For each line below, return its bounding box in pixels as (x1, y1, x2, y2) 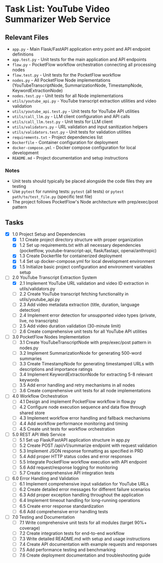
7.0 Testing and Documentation (12, 514, 75, 520)
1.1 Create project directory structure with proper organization (19, 237, 143, 242)
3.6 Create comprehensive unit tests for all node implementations (19, 388, 151, 394)
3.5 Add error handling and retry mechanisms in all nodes (19, 382, 135, 388)
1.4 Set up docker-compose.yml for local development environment (19, 259, 155, 264)
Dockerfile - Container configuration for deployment (12, 140, 119, 145)
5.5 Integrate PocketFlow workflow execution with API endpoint (19, 459, 147, 465)
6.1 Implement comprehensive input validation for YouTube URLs (19, 481, 149, 487)
